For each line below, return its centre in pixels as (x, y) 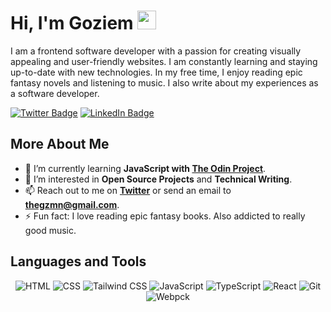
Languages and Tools (78, 261)
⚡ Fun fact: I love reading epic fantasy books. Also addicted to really (165, 216)
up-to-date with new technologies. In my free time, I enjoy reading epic (156, 72)
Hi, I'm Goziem (72, 23)
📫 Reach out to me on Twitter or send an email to (128, 190)
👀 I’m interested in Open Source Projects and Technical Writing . (158, 179)
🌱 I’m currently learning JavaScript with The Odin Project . (145, 168)
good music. (50, 230)
